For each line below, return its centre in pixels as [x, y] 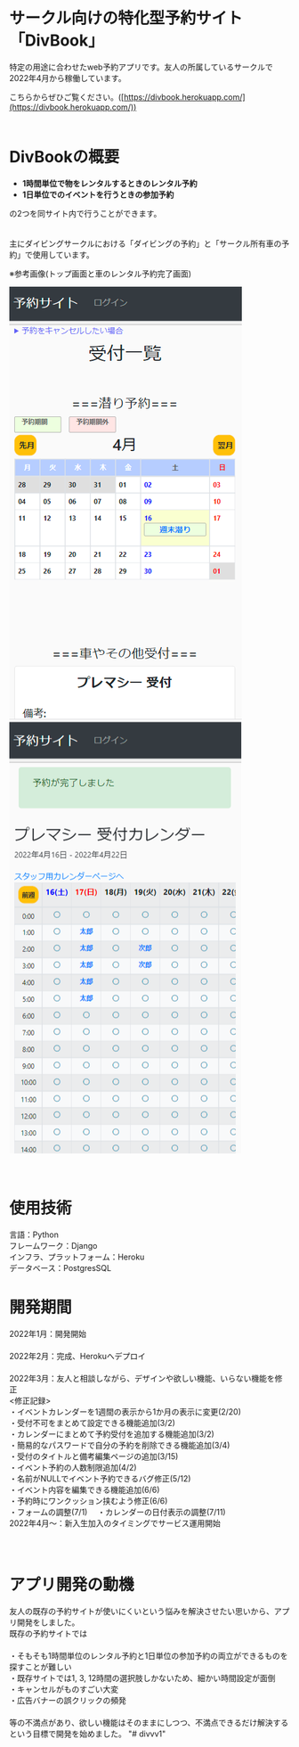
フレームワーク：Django [53, 1245]
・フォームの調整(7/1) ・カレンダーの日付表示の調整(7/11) [117, 1512]
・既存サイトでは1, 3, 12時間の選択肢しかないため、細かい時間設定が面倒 [142, 1677]
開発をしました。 [48, 1622]
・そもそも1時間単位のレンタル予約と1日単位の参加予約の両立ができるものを [149, 1655]
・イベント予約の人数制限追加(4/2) [73, 1467]
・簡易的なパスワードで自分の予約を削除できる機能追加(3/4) [120, 1445]
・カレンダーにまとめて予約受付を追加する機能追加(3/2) [112, 1434]
